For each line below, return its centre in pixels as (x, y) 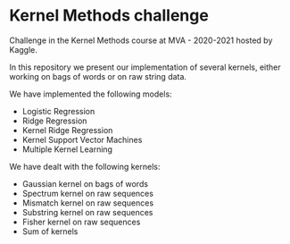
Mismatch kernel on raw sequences (88, 203)
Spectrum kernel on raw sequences (88, 193)
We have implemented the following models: (91, 94)
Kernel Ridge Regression (67, 130)
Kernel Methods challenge (109, 16)
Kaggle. (24, 49)
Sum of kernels (50, 231)
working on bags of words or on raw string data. (98, 76)
